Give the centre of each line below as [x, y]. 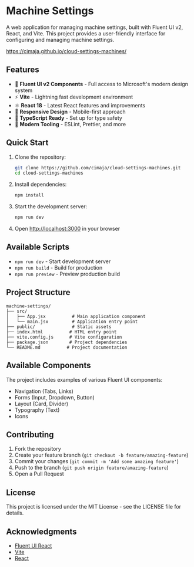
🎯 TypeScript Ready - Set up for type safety [68, 118]
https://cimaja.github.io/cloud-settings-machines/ [66, 51]
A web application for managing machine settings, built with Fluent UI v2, [95, 27]
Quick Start [27, 143]
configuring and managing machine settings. [60, 40]
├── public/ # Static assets [59, 327]
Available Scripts [38, 247]
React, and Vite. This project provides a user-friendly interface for [86, 33]
